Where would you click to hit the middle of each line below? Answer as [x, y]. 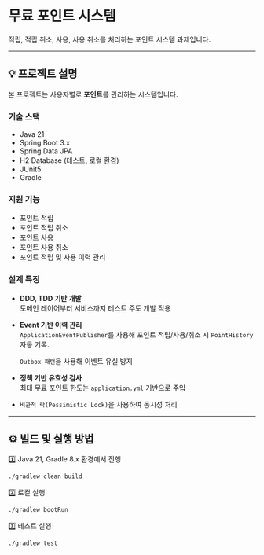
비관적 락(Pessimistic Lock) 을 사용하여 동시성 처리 [99, 404]
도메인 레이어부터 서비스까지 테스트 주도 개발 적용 [95, 308]
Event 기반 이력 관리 [51, 325]
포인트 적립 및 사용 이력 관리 [62, 257]
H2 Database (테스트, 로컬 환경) [69, 160]
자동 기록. [34, 344]
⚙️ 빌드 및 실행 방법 [51, 439]
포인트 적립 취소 [44, 228]
